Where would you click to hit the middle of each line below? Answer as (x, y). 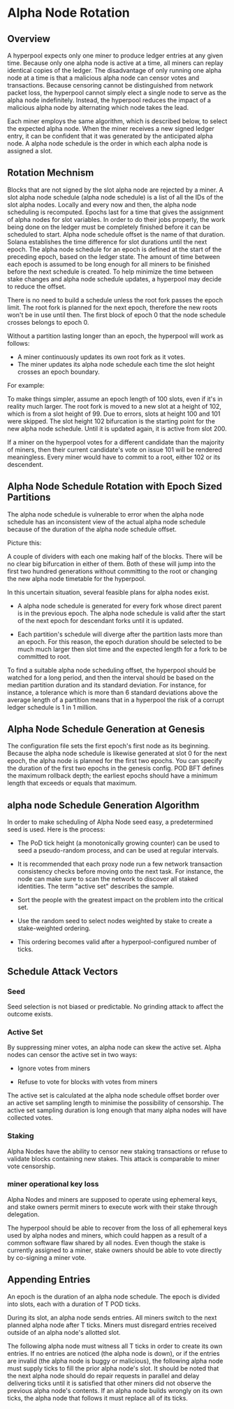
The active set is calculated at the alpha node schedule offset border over (114, 1095)
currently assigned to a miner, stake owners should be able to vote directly (115, 1250)
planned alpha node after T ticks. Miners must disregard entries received (112, 1325)
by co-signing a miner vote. (47, 1257)
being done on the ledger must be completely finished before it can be (109, 227)
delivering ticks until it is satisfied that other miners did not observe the (109, 1383)
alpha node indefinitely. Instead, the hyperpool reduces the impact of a (109, 100)
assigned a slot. (30, 151)
